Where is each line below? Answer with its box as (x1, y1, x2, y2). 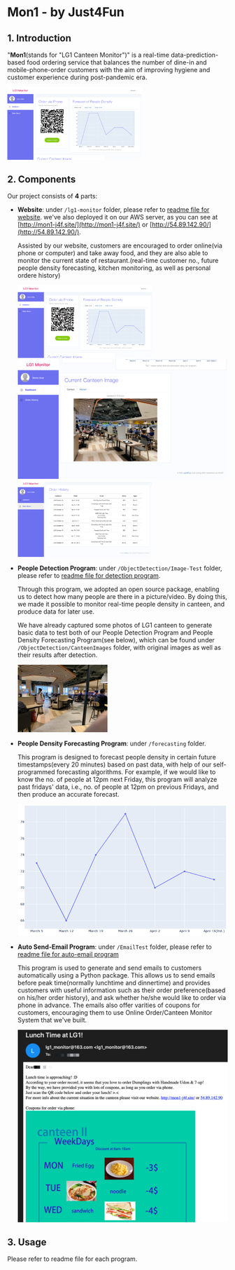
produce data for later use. (17, 607, 94, 616)
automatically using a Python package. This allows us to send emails (17, 971, 215, 980)
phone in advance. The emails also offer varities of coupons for (17, 1001, 201, 1010)
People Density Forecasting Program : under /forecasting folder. (17, 739, 206, 748)
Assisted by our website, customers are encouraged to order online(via (17, 241, 222, 250)
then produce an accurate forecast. (17, 790, 120, 798)
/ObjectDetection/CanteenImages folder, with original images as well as (17, 643, 222, 652)
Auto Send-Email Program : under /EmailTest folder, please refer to (17, 943, 212, 951)
